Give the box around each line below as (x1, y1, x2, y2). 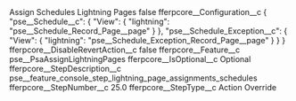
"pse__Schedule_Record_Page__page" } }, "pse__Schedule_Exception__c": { (9, 26, 288, 36)
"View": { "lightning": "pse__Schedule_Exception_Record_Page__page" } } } (9, 35, 286, 45)
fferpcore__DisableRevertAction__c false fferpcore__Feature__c (9, 44, 241, 55)
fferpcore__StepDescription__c (9, 64, 122, 74)
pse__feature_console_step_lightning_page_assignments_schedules (9, 73, 258, 83)
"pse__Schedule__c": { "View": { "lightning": (9, 16, 170, 27)
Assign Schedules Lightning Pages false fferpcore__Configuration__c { (9, 7, 267, 17)
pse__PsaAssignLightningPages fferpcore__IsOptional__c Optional (9, 54, 251, 64)
